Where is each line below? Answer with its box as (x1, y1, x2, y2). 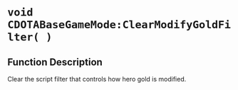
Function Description (7, 56, 103, 68)
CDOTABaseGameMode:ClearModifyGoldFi (7, 18, 232, 32)
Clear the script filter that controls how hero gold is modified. (7, 75, 187, 83)
